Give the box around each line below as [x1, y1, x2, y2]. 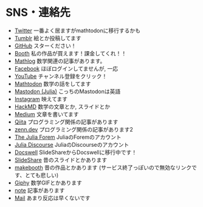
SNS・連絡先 [5, 5, 71, 19]
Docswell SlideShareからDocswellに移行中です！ [14, 149, 137, 156]
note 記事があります [14, 186, 65, 194]
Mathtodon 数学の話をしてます [14, 80, 92, 87]
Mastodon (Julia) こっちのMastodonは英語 [14, 88, 121, 95]
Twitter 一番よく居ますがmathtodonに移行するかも [14, 27, 141, 34]
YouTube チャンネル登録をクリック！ [14, 72, 108, 80]
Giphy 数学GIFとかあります [14, 179, 83, 186]
